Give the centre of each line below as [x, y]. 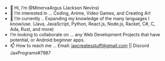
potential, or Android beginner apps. [47, 40]
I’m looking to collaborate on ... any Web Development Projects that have [85, 35]
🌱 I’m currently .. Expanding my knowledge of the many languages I [79, 18]
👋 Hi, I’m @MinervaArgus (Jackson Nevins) [54, 8]
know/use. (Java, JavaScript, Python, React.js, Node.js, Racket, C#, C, [82, 24]
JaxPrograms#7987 [30, 53]
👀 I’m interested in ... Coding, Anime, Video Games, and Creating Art [80, 13]
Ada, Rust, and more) [32, 29]
